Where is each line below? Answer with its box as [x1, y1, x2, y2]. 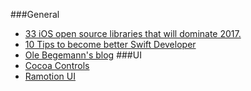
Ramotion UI [24, 70, 77, 82]
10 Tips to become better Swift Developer [24, 39, 197, 50]
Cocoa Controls [24, 60, 90, 71]
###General [10, 9, 60, 20]
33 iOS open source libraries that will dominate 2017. [24, 28, 242, 39]
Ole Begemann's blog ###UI [24, 49, 142, 61]
